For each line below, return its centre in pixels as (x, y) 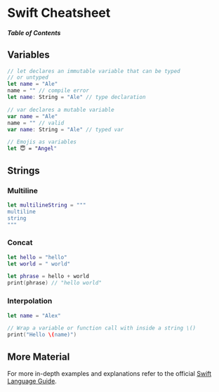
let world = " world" (39, 264)
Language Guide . (32, 381)
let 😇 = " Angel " (32, 149)
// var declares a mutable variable (61, 110)
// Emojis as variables (42, 142)
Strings (24, 170)
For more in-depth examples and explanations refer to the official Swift (109, 373)
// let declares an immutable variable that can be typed (94, 71)
